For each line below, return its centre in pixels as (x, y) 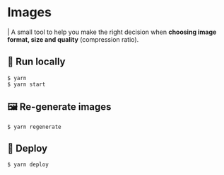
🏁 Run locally (36, 62)
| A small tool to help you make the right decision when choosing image (112, 32)
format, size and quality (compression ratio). (73, 39)
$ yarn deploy (28, 165)
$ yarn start (26, 84)
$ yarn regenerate (34, 127)
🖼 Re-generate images (59, 107)
